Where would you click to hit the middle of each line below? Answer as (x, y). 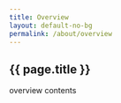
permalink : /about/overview (61, 33)
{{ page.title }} (50, 69)
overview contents (43, 91)
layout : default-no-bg (51, 26)
